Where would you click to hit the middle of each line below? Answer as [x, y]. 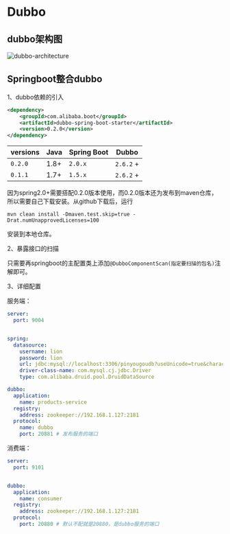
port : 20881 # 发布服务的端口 [59, 434]
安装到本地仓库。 [31, 234]
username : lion [41, 351]
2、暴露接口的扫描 [33, 248]
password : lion [41, 358]
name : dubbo [36, 428]
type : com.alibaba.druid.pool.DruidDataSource [87, 377]
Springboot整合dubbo [55, 79]
